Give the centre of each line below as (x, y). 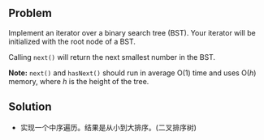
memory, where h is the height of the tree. (79, 81)
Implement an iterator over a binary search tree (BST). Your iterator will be (132, 32)
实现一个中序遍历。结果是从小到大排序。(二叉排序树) (108, 127)
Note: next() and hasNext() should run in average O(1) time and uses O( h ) (132, 73)
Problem (30, 13)
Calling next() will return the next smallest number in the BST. (112, 57)
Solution (30, 107)
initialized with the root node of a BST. (72, 41)
